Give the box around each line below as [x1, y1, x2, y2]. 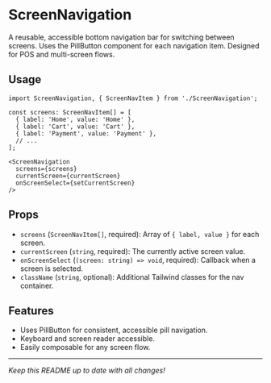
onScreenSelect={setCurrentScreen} [15, 179, 135, 187]
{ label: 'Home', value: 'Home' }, [15, 115, 135, 123]
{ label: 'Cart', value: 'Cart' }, [15, 123, 135, 131]
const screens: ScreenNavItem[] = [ [8, 108, 131, 116]
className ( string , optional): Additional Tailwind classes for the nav [19, 272, 244, 281]
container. [19, 281, 54, 290]
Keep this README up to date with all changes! [8, 365, 165, 376]
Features [8, 304, 54, 318]
